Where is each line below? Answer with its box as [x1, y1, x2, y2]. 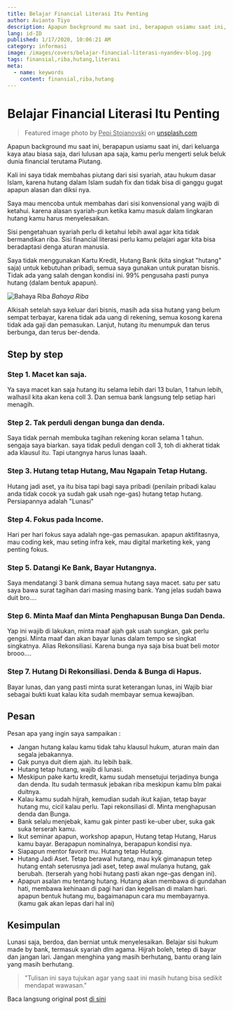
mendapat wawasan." [24, 981, 87, 990]
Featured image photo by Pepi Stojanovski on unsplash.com [24, 129, 197, 137]
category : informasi [7, 43, 68, 50]
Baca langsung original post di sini [7, 995, 106, 1003]
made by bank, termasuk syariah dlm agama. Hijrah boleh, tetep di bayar [7, 946, 217, 954]
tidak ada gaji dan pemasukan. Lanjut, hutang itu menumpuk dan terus [7, 320, 210, 329]
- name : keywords [13, 69, 64, 76]
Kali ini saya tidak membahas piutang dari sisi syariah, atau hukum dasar [7, 171, 216, 179]
